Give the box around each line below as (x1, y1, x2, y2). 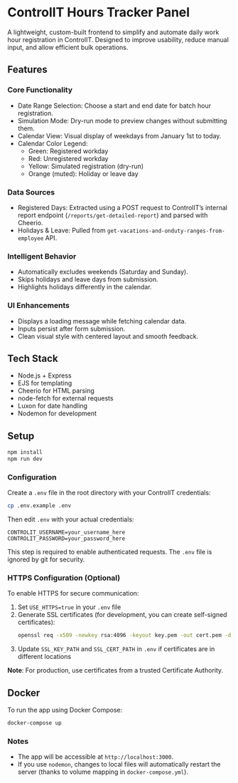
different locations (17, 653, 72, 661)
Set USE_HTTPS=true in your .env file (17, 603, 121, 611)
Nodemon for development (17, 409, 97, 418)
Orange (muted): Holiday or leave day (28, 169, 139, 178)
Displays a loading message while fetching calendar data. (17, 316, 187, 325)
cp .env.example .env (7, 502, 72, 509)
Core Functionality (7, 85, 73, 95)
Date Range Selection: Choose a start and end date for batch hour (17, 101, 212, 110)
